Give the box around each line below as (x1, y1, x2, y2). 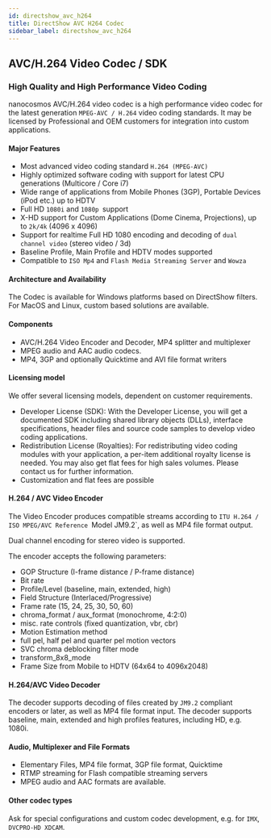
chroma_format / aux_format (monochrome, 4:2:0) (19, 610, 187, 620)
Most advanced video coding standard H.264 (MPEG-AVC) (19, 161, 209, 171)
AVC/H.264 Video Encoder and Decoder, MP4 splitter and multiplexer (19, 337, 252, 347)
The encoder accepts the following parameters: (8, 551, 167, 561)
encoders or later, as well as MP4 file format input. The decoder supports (8, 706, 252, 716)
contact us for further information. (19, 466, 134, 476)
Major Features (8, 143, 60, 153)
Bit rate (19, 576, 44, 585)
